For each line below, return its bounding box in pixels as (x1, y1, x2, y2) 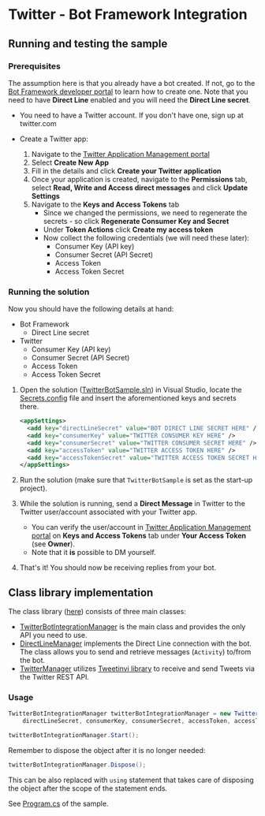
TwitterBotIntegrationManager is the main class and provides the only (19, 622, 246, 632)
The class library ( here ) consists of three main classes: (8, 607, 187, 617)
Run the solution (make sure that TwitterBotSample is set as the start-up (19, 475, 253, 485)
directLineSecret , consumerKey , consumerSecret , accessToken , (22, 717, 231, 725)
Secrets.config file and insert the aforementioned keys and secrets (19, 393, 237, 403)
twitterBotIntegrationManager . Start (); (8, 732, 140, 740)
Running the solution (8, 286, 90, 297)
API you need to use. (19, 631, 88, 640)
